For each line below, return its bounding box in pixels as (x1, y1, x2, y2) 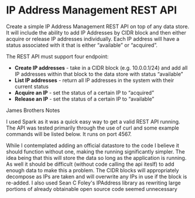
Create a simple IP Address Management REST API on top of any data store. (6, 23, 189, 30)
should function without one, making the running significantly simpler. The (6, 148, 186, 155)
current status (14, 83, 49, 90)
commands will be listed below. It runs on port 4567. (6, 130, 132, 138)
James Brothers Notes (6, 107, 60, 114)
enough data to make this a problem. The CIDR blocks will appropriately (6, 166, 179, 173)
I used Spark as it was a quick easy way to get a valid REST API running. (6, 118, 180, 125)
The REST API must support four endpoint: (6, 53, 109, 60)
